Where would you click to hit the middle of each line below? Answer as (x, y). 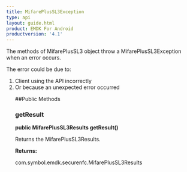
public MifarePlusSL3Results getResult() (67, 127)
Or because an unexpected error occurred (67, 87)
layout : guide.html (31, 23)
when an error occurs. (34, 58)
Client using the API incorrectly (53, 81)
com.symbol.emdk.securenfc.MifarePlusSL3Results (79, 162)
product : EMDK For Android (40, 29)
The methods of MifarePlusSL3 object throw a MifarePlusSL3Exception (94, 51)
